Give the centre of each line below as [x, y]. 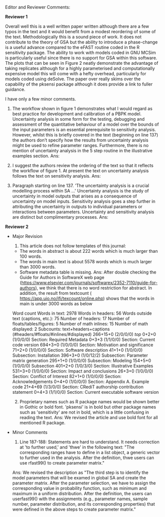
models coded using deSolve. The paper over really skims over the [73, 79]
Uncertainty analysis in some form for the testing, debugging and [78, 119]
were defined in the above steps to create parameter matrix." [74, 509]
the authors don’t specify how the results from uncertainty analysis [80, 140]
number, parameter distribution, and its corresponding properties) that [83, 504]
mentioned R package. [42, 423]
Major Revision [27, 236]
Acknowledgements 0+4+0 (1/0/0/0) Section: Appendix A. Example [81, 381]
